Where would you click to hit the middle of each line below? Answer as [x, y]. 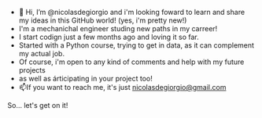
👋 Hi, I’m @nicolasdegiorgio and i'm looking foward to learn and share [132, 12]
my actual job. [41, 54]
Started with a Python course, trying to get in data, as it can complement [137, 45]
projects [32, 70]
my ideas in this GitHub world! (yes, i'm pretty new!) [103, 20]
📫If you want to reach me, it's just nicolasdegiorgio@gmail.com [122, 87]
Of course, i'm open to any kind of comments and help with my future [131, 62]
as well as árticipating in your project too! [85, 79]
